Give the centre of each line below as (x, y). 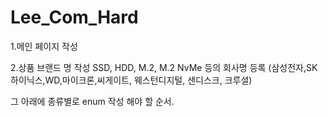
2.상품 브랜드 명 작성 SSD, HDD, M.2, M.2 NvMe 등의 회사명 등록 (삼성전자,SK (164, 67)
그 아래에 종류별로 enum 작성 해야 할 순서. (92, 101)
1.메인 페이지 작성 (44, 46)
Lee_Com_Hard (74, 17)
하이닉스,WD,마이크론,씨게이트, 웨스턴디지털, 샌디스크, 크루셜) (131, 80)
